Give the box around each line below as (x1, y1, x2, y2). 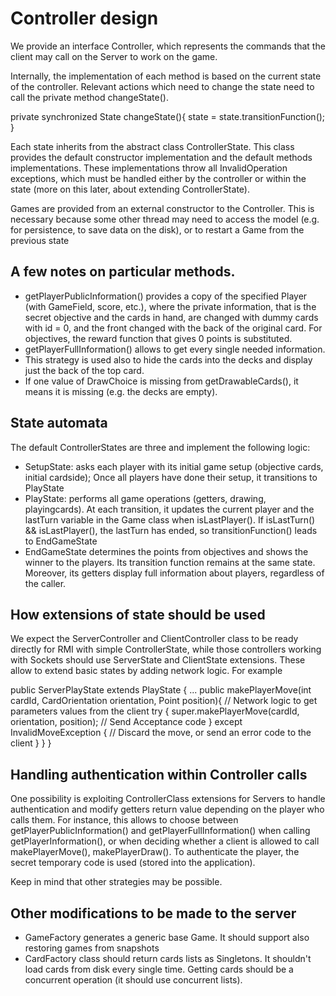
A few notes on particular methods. (10, 263, 236, 281)
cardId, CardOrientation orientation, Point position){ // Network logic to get (10, 695, 318, 707)
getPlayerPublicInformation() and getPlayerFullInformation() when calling (10, 825, 311, 837)
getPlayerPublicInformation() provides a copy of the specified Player (24, 290, 308, 302)
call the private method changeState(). (10, 91, 169, 103)
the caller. (24, 577, 67, 589)
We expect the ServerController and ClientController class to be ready (10, 633, 299, 645)
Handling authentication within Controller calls (10, 766, 308, 783)
